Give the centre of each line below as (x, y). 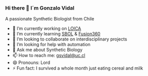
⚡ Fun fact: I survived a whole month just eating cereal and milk (78, 68)
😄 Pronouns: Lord (31, 62)
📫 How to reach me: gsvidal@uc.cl (49, 55)
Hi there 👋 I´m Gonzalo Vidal (40, 8)
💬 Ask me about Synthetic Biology (47, 50)
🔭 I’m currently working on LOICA (47, 28)
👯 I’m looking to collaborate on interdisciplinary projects (70, 39)
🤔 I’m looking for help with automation (51, 44)
